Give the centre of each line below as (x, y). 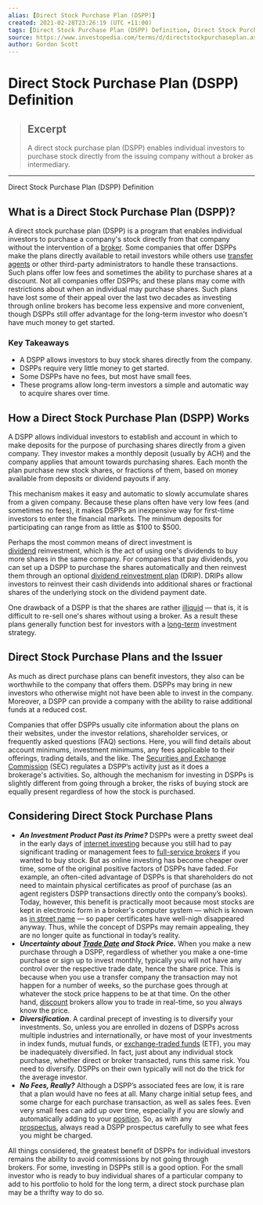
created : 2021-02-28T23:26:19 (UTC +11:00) (80, 23)
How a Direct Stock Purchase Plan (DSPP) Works (129, 418)
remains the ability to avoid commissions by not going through (108, 1159)
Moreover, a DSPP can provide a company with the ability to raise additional (130, 701)
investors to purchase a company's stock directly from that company (119, 239)
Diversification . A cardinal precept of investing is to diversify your (126, 1018)
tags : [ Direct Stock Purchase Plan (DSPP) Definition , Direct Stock (122, 30)
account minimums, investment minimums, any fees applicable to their (122, 750)
